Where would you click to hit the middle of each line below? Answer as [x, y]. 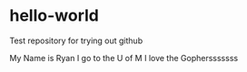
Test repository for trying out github [76, 40]
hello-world [54, 16]
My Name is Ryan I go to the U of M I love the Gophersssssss [124, 58]
